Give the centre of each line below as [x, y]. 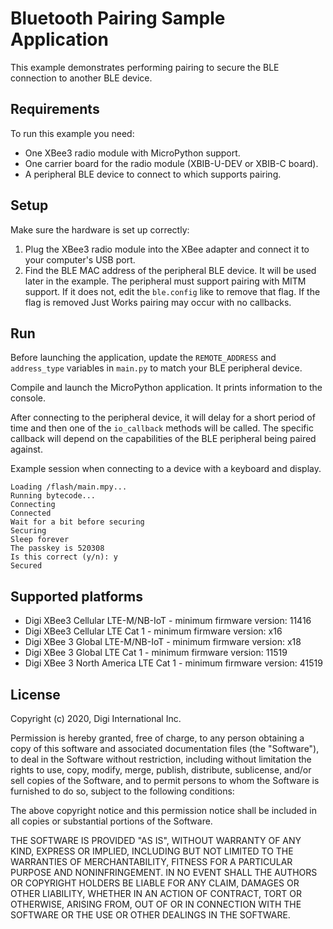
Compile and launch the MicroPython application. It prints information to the [166, 388]
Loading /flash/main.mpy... [69, 487]
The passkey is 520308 [57, 548]
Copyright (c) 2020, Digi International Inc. [96, 718]
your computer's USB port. [80, 259]
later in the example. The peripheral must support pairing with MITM [165, 281]
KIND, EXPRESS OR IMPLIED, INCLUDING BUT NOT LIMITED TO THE [152, 851]
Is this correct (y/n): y [64, 557]
